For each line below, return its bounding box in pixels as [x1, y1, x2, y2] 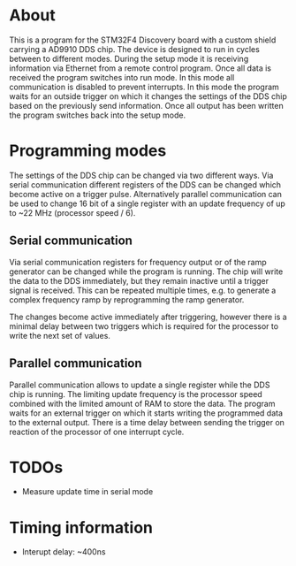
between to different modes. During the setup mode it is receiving [9, 53, 249, 64]
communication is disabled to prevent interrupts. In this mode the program [9, 81, 280, 92]
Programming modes [9, 141, 167, 161]
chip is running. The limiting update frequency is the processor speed [9, 388, 262, 399]
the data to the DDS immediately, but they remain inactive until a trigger [9, 275, 269, 286]
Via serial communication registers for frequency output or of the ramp [9, 256, 267, 267]
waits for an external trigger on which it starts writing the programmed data [9, 408, 284, 418]
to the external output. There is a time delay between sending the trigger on [9, 417, 285, 427]
